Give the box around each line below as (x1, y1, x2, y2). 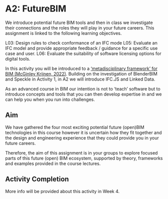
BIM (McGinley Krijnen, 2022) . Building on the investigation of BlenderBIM (5, 70, 157, 76)
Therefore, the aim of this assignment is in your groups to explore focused (5, 149, 158, 155)
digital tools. (5, 55, 30, 61)
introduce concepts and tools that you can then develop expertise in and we (5, 91, 162, 97)
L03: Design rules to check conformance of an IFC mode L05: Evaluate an (5, 39, 157, 45)
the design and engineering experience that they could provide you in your (5, 134, 159, 140)
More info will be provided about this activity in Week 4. (5, 188, 120, 194)
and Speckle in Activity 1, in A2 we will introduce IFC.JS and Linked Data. (5, 76, 155, 82)
